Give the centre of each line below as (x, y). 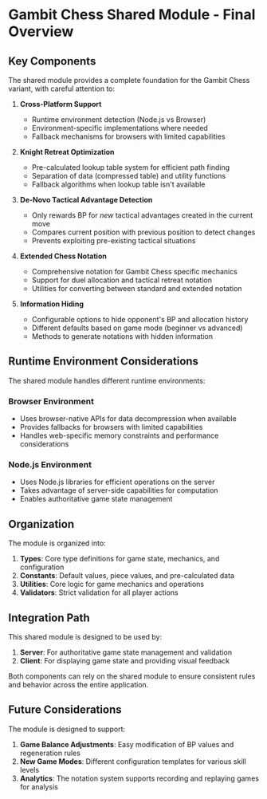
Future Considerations (65, 710)
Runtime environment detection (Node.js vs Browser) (119, 120)
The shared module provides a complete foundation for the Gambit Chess (129, 80)
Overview (41, 31)
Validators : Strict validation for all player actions (99, 592)
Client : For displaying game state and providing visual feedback (124, 661)
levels (29, 769)
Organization (41, 524)
